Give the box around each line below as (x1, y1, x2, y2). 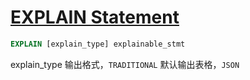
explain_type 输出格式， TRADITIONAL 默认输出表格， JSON (10, 58, 240, 70)
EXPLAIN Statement (10, 6, 180, 29)
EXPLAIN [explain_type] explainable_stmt (10, 39, 186, 49)
